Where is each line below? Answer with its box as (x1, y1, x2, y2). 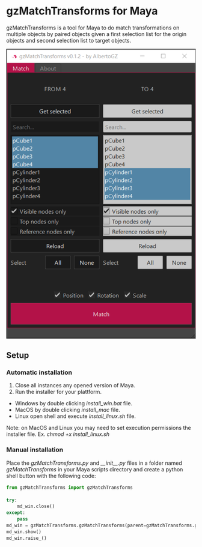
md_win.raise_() (6, 535, 47, 541)
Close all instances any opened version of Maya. (14, 382, 135, 389)
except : (6, 510, 26, 516)
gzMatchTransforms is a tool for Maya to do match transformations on (6, 24, 180, 31)
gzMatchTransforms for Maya (6, 4, 158, 18)
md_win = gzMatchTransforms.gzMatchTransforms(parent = (6, 522, 147, 528)
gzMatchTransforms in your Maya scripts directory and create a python (6, 465, 183, 473)
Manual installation (6, 446, 64, 454)
